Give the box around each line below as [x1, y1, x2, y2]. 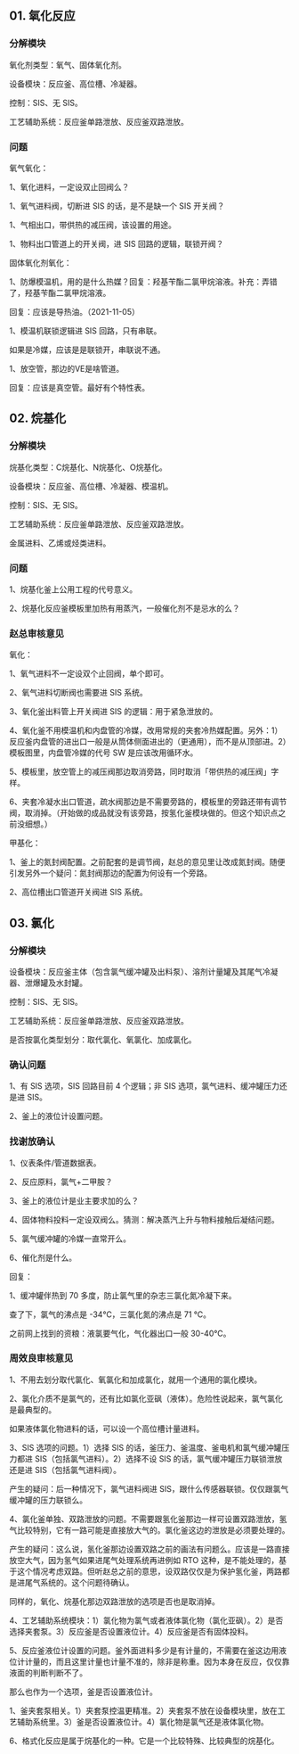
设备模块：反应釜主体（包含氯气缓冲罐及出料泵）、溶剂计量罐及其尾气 [9, 966, 263, 976]
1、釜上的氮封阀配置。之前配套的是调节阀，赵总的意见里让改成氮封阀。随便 [9, 857, 286, 868]
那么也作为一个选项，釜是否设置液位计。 [9, 1686, 158, 1697]
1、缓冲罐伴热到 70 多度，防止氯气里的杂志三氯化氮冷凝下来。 [9, 1289, 238, 1300]
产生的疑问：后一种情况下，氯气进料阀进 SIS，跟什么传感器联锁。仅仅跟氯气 [9, 1483, 289, 1494]
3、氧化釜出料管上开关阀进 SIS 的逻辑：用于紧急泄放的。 [9, 706, 218, 717]
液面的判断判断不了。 [9, 1667, 87, 1678]
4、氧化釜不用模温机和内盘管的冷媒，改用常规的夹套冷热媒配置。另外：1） [9, 725, 283, 736]
